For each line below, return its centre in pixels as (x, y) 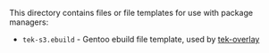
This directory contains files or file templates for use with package (131, 13)
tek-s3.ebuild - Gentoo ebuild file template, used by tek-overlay (141, 39)
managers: (29, 22)
